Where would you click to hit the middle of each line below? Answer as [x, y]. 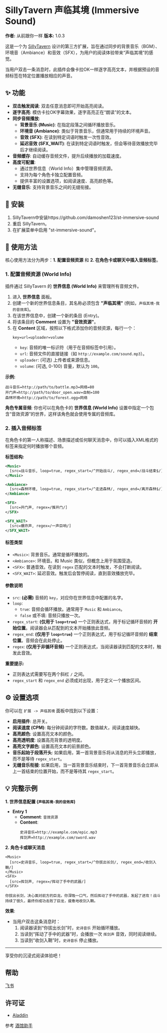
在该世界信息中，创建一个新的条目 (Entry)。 [57, 315]
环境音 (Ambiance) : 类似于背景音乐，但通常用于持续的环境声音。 [86, 131]
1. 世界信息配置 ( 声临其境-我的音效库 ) [40, 801]
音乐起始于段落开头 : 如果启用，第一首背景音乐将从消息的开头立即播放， [85, 752]
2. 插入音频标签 [24, 428]
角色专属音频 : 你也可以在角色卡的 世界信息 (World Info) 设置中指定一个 [78, 407]
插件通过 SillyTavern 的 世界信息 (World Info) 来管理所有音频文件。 [73, 286]
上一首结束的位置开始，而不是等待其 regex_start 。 [64, 771]
